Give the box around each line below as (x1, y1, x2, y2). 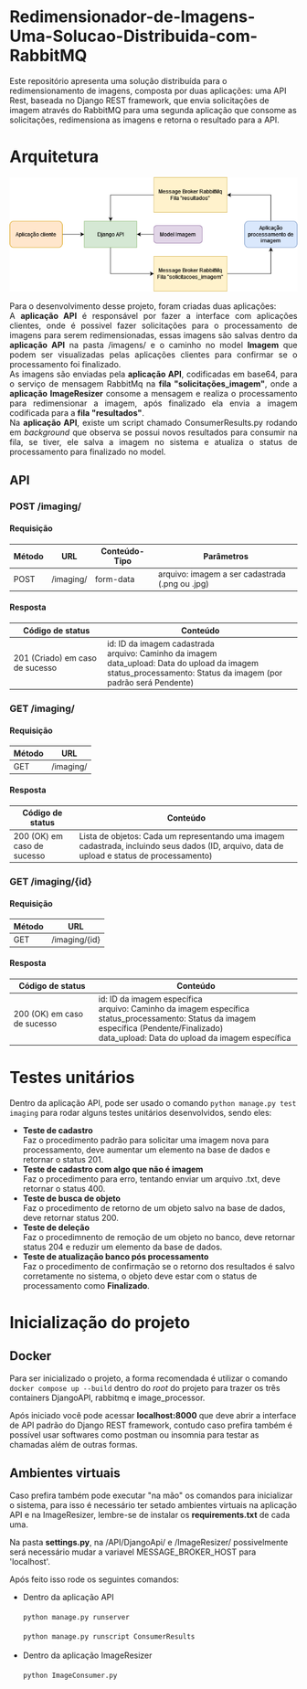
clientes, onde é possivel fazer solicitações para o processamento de (9, 320, 298, 331)
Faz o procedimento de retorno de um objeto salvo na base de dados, (22, 1202, 286, 1213)
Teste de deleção (22, 1222, 90, 1233)
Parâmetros (203, 550, 249, 561)
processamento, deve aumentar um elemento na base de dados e (22, 1144, 271, 1155)
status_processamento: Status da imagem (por (107, 667, 283, 678)
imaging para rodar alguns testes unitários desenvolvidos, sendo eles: (9, 1107, 272, 1118)
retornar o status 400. (22, 1183, 106, 1194)
